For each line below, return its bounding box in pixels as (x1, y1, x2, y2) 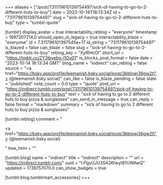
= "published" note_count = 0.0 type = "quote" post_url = (5, 81, 120, 87)
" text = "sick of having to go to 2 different (65, 91, 150, 97)
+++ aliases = (5, 4, 33, 10)
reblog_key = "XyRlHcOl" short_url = (51, 50, 124, 55)
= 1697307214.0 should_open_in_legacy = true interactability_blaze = (5, 34, 143, 40)
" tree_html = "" (5, 146, 36, 151)
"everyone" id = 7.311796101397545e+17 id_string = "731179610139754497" (5, 39, 156, 45)
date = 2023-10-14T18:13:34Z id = (53, 9, 121, 15)
